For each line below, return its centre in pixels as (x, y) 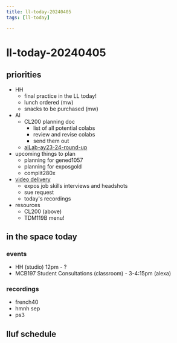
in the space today (42, 236)
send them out (51, 141)
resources (27, 205)
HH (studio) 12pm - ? (41, 267)
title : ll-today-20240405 (39, 12)
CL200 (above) (43, 211)
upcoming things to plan (45, 153)
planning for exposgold (53, 166)
